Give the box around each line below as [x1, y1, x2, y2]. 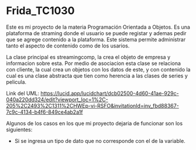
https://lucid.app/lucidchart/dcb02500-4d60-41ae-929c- [40, 90, 180, 97]
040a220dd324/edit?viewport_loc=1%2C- [6, 96, 108, 103]
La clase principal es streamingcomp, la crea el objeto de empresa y [6, 53, 171, 60]
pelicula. [6, 78, 27, 86]
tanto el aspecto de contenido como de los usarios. [6, 42, 130, 49]
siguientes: [6, 126, 33, 133]
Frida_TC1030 [6, 4, 75, 18]
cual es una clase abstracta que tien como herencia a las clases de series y [6, 72, 188, 79]
